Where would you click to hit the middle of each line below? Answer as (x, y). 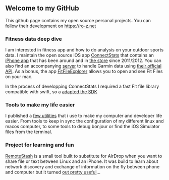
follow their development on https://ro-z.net (51, 26)
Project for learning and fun (40, 145)
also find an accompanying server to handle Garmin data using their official (83, 66)
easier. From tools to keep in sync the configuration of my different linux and (84, 121)
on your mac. (19, 77)
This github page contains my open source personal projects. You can (78, 20)
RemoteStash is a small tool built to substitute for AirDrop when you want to (84, 156)
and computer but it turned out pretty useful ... (53, 172)
